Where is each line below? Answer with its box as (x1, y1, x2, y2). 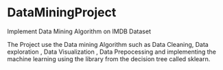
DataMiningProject (7, 5, 117, 20)
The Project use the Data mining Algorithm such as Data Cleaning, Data (7, 40, 209, 48)
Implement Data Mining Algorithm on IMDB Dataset (7, 27, 151, 35)
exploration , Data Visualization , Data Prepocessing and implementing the (7, 48, 216, 56)
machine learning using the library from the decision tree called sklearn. (7, 54, 211, 63)
